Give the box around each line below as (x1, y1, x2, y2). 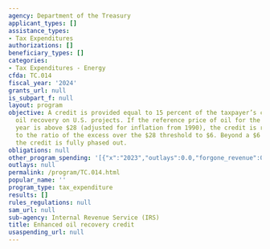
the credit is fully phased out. (15, 138, 128, 147)
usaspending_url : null (8, 228, 84, 237)
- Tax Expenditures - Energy (8, 64, 106, 72)
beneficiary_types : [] (8, 49, 84, 57)
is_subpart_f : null (8, 94, 74, 102)
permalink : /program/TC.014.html (8, 169, 121, 177)
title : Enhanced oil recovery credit (8, 221, 135, 229)
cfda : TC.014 (8, 71, 52, 80)
